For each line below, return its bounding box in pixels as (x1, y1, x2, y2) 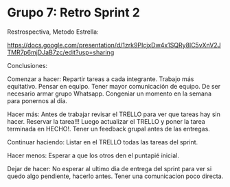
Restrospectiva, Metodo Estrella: (7, 27, 99, 36)
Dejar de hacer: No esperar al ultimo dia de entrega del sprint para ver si (7, 164, 212, 173)
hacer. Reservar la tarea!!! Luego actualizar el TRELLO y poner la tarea (7, 117, 206, 125)
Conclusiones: (7, 61, 48, 69)
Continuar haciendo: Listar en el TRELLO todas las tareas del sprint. (7, 137, 198, 146)
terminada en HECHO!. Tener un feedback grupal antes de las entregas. (7, 124, 211, 133)
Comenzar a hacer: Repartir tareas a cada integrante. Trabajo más (7, 74, 194, 83)
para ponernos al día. (7, 96, 67, 104)
